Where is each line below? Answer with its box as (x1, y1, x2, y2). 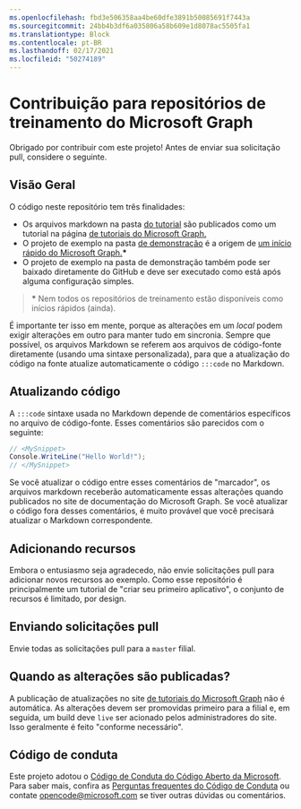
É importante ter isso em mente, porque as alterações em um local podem (9, 320, 283, 331)
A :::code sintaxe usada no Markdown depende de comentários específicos (9, 408, 291, 418)
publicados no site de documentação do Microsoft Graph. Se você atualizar (9, 496, 288, 507)
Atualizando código (9, 384, 121, 400)
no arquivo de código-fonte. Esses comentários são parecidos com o (9, 417, 264, 428)
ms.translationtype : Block (9, 30, 110, 39)
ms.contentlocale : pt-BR (9, 38, 102, 47)
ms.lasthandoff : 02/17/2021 (9, 47, 115, 56)
